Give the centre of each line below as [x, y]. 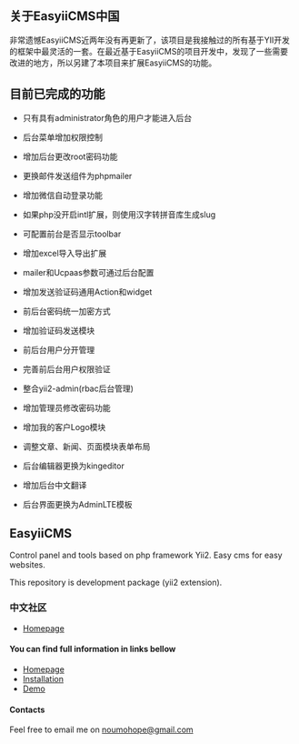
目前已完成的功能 [57, 94]
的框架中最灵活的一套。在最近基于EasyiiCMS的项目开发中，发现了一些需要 [149, 51]
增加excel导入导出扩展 [65, 253]
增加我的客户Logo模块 [64, 427]
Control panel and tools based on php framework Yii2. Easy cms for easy [146, 555]
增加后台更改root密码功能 [70, 156]
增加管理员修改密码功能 [66, 407]
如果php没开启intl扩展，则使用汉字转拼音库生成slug [119, 214]
